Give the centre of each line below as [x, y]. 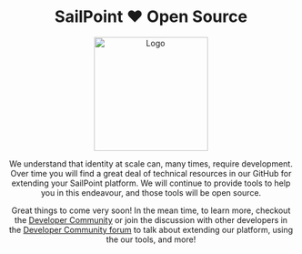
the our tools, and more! [151, 239]
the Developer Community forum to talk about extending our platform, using [151, 229]
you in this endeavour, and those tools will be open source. [151, 192]
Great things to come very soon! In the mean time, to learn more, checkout [151, 210]
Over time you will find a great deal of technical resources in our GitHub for [151, 173]
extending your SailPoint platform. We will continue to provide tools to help [151, 183]
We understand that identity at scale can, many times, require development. [151, 163]
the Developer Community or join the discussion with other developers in [151, 219]
